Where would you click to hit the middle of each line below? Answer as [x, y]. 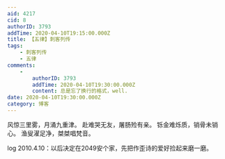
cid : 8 [17, 20]
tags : [15, 46]
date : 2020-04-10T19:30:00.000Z [54, 98]
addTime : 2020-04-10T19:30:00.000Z [84, 85]
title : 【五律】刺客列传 [39, 40]
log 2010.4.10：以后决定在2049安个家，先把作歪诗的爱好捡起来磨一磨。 [110, 148]
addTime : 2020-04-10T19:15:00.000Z [59, 33]
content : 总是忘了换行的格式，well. [80, 91]
